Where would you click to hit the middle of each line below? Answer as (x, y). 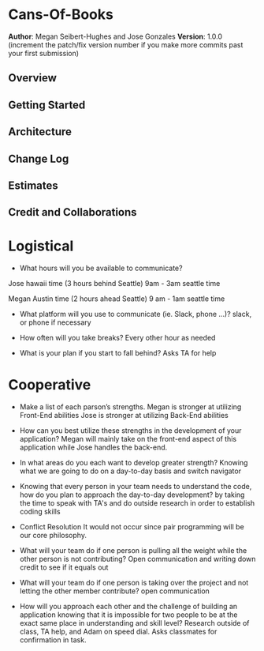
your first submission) (44, 53)
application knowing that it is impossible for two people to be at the (128, 615)
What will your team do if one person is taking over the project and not (134, 583)
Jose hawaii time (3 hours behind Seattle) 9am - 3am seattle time (114, 284)
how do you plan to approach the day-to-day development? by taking (132, 495)
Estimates (33, 185)
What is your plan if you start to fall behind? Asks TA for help (118, 353)
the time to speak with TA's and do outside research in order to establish (137, 503)
